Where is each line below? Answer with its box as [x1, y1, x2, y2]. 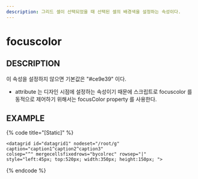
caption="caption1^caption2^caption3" [6, 146, 104, 152]
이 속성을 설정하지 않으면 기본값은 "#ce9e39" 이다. [6, 75, 126, 82]
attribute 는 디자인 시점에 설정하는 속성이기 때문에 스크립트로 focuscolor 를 [14, 88, 193, 95]
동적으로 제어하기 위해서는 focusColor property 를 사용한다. [14, 96, 157, 103]
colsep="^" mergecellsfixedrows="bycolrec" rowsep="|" [6, 151, 147, 157]
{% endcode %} [6, 167, 46, 174]
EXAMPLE [6, 114, 45, 124]
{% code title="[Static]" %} [6, 129, 74, 136]
